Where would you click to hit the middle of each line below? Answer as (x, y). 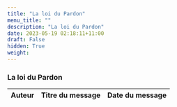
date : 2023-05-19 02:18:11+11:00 (56, 33)
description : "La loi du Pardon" (56, 27)
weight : (18, 53)
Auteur (23, 95)
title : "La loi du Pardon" (46, 14)
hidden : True (26, 46)
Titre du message (71, 95)
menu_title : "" (29, 20)
